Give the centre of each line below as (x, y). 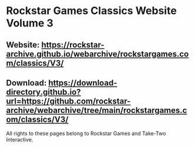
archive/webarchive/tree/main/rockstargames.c (97, 110)
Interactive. (20, 140)
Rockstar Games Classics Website (92, 11)
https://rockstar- (73, 45)
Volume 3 (30, 23)
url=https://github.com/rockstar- (68, 101)
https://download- (83, 83)
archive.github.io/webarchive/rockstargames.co (97, 54)
